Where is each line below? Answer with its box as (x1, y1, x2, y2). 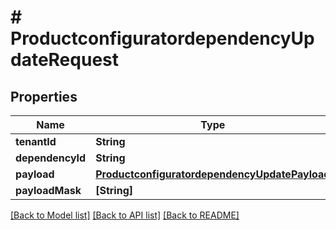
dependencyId (15, 151, 87, 165)
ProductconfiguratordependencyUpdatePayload (95, 167, 331, 181)
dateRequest (10, 49, 119, 71)
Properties (10, 88, 78, 105)
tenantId (15, 135, 57, 148)
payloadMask (15, 184, 82, 197)
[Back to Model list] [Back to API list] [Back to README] (10, 209, 240, 221)
